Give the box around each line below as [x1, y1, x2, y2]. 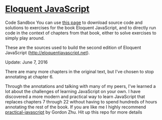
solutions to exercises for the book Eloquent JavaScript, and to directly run [5, 24, 156, 30]
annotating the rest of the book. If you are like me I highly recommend [5, 104, 146, 110]
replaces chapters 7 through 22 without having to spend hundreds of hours [5, 99, 157, 104]
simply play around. [5, 35, 45, 41]
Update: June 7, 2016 [5, 59, 48, 65]
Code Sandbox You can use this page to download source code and [5, 20, 143, 25]
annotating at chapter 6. [5, 74, 54, 80]
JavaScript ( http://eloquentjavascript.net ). [5, 50, 90, 56]
